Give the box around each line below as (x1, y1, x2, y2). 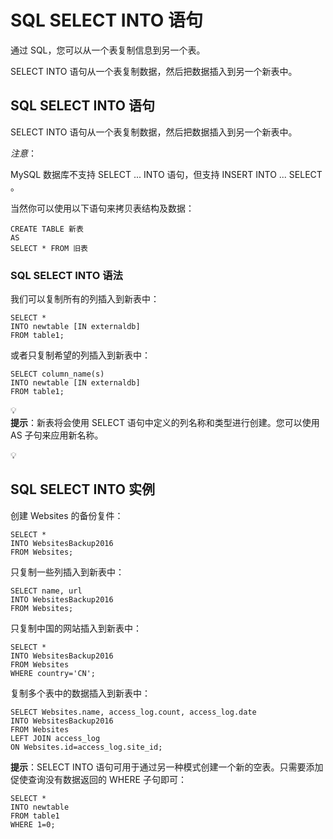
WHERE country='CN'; (10, 668, 97, 678)
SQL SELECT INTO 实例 (10, 481, 155, 498)
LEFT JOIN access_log (10, 733, 101, 743)
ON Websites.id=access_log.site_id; (10, 742, 163, 752)
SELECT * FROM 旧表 (10, 243, 89, 253)
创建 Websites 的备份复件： (10, 509, 124, 521)
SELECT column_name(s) (10, 369, 105, 380)
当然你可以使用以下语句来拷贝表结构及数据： (10, 202, 195, 214)
